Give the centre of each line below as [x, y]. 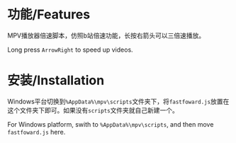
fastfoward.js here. [36, 132]
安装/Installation [56, 80]
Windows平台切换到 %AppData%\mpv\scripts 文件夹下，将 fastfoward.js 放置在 [118, 101]
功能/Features [49, 15]
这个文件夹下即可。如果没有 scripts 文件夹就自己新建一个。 [93, 110]
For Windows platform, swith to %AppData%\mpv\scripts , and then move [111, 124]
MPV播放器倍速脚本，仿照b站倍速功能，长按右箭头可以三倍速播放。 [106, 35]
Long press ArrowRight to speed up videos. [70, 50]
